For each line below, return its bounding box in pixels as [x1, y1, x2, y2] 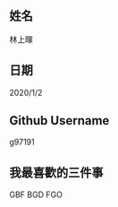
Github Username [9, 113, 110, 128]
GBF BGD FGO [9, 189, 63, 200]
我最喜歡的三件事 [9, 165, 104, 180]
